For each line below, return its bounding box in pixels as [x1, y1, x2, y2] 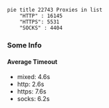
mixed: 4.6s [16, 73, 50, 81]
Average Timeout [7, 57, 58, 65]
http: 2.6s [16, 80, 45, 89]
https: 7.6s [16, 87, 47, 96]
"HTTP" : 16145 [19, 12, 63, 19]
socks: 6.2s [16, 95, 50, 103]
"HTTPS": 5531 [19, 19, 60, 25]
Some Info [7, 40, 43, 50]
